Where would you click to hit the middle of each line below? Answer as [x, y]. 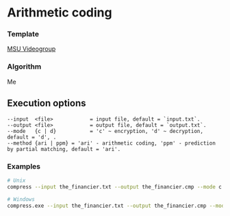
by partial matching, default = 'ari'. [64, 149]
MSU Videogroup [31, 49]
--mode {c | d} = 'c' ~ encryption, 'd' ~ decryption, [105, 131]
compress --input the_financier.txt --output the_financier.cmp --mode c [115, 187]
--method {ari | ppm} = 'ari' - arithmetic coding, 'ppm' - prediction [111, 143]
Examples [24, 166]
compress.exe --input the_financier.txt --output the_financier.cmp [107, 206]
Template [23, 34]
